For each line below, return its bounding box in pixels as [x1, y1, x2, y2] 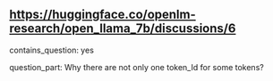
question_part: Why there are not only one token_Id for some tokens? [9, 61, 264, 72]
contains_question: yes [9, 45, 94, 55]
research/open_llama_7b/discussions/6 [9, 21, 236, 36]
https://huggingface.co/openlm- [9, 7, 197, 22]
